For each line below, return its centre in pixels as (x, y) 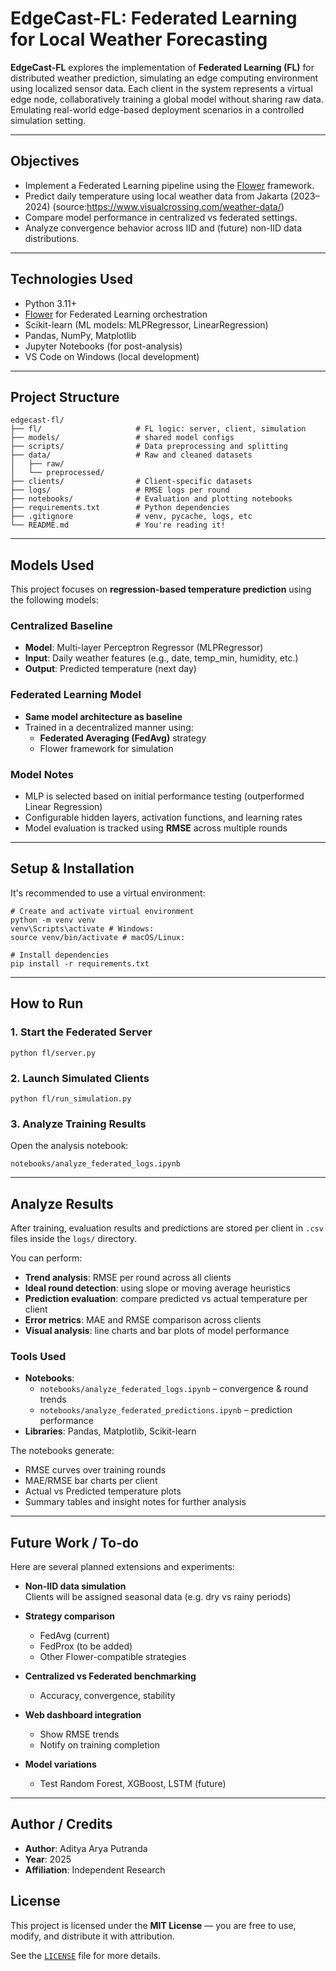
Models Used (52, 565)
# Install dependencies (60, 955)
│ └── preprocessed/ (57, 473)
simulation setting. (48, 120)
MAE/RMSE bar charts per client (91, 1481)
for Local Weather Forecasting (139, 39)
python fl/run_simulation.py (71, 1098)
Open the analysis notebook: (69, 1146)
